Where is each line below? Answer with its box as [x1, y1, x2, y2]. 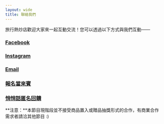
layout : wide [5, 7, 33, 12]
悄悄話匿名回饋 [5, 95, 42, 102]
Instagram [5, 52, 31, 59]
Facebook [5, 39, 30, 46]
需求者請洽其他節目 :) [5, 113, 49, 119]
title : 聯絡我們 [5, 12, 36, 17]
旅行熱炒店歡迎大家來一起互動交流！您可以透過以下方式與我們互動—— [5, 26, 150, 32]
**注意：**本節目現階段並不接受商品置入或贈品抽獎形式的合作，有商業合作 [5, 107, 159, 113]
